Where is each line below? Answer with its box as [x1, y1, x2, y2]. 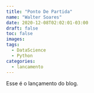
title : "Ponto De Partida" [6, 8, 73, 15]
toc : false [6, 31, 33, 37]
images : [6, 36, 25, 42]
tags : [6, 42, 20, 48]
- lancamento [11, 63, 44, 70]
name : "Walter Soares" [6, 14, 62, 20]
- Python [11, 53, 33, 59]
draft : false [6, 25, 38, 31]
